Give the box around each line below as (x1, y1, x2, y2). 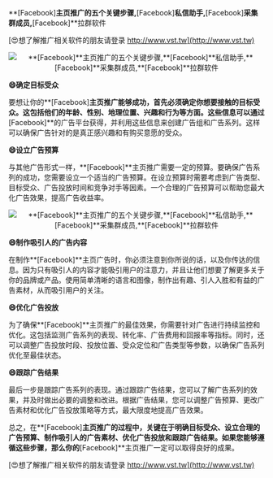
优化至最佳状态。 (8, 350, 66, 360)
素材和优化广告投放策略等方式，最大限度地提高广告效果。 (15, 406, 208, 415)
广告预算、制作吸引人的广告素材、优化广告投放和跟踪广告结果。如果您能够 (8, 432, 258, 442)
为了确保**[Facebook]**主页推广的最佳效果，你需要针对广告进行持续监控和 (8, 320, 261, 329)
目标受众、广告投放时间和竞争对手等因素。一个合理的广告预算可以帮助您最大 (8, 183, 265, 192)
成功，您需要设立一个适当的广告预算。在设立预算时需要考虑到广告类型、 (22, 172, 265, 182)
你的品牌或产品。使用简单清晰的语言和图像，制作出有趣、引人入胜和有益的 (8, 276, 258, 285)
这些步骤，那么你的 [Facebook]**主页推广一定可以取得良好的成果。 (15, 443, 240, 452)
